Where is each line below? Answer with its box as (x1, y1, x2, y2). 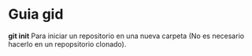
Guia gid (8, 5, 64, 23)
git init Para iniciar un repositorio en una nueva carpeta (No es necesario (8, 31, 245, 40)
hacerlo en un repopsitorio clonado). (8, 39, 127, 48)
